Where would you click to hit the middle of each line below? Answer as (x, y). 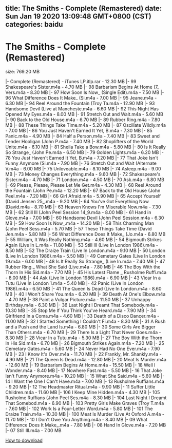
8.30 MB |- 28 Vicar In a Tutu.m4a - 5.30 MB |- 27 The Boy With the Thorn (84, 338)
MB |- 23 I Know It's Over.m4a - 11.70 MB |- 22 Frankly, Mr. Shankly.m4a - (83, 354)
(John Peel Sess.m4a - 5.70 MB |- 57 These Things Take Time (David (79, 229)
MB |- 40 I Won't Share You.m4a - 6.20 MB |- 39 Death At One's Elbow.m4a (85, 294)
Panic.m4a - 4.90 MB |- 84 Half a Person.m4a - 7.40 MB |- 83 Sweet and (83, 136)
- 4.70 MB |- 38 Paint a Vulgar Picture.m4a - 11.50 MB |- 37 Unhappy (78, 300)
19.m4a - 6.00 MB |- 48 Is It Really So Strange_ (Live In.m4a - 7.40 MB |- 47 (85, 262)
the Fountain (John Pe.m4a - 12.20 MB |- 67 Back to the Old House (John (83, 191)
